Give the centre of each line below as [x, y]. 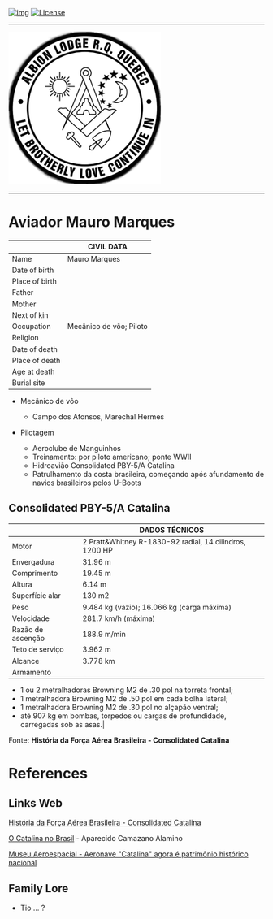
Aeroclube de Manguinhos [77, 448]
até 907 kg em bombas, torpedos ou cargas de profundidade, [123, 716]
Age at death [33, 372]
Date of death [35, 349]
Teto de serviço [38, 649]
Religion [25, 338]
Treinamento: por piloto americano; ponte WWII [112, 457]
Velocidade [31, 618]
